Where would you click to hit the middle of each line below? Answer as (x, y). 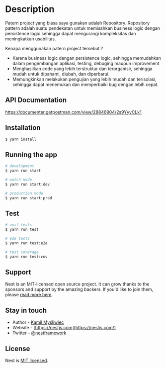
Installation (23, 128)
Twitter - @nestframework (39, 333)
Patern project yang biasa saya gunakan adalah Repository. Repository (78, 23)
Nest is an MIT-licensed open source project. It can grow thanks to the (77, 284)
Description (30, 9)
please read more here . (29, 295)
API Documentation (36, 100)
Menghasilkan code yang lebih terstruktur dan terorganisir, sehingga (82, 69)
